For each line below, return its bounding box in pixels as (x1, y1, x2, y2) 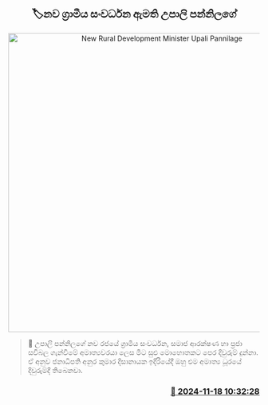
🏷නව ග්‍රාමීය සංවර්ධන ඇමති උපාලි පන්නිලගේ (31, 7, 237, 21)
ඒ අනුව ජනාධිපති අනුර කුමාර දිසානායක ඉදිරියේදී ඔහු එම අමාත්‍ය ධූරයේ (27, 356, 242, 366)
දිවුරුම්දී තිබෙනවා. (27, 365, 83, 375)
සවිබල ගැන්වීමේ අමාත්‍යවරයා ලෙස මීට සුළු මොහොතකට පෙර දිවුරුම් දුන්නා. (27, 347, 259, 357)
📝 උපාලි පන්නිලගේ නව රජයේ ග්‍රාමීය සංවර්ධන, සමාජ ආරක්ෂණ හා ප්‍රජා (27, 338, 243, 348)
